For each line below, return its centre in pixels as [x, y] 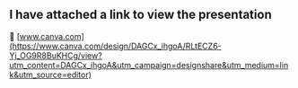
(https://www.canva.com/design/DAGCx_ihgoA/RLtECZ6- [115, 46]
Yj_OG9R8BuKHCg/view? [56, 55]
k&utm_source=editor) [51, 75]
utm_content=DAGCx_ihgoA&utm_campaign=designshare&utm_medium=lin [149, 65]
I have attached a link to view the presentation [140, 15]
